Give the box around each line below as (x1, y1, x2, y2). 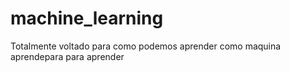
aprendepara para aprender (10, 50, 125, 62)
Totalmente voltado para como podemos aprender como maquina (10, 40, 282, 52)
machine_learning (10, 7, 164, 30)
